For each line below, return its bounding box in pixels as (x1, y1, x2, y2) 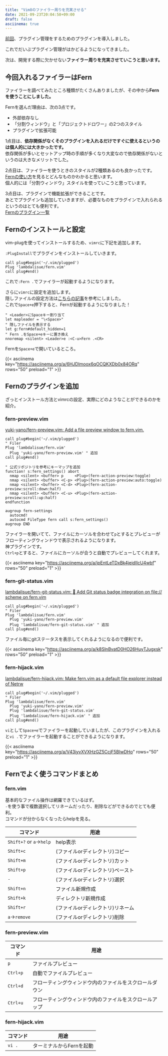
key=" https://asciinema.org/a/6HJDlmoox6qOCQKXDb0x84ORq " (5, 361, 139, 367)
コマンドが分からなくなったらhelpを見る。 (5, 816, 93, 822)
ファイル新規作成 (55, 886, 96, 893)
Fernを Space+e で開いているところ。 (5, 345, 78, 351)
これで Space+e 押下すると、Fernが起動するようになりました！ (5, 301, 131, 307)
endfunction (5, 499, 30, 505)
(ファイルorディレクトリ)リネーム (55, 904, 134, 911)
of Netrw (5, 680, 23, 686)
